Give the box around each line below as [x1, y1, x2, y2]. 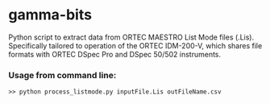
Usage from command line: [8, 69, 117, 81]
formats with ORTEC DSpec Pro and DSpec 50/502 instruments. [8, 49, 222, 59]
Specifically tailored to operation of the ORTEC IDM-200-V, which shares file [8, 40, 263, 50]
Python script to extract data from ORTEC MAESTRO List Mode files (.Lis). [8, 32, 255, 42]
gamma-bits [8, 6, 93, 24]
